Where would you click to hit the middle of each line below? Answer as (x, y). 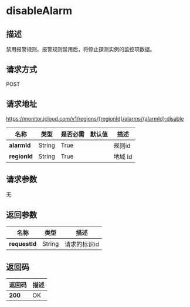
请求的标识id (82, 244)
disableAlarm (39, 11)
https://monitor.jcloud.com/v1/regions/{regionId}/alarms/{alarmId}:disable (95, 118)
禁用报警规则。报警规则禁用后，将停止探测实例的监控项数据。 (81, 49)
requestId (23, 244)
